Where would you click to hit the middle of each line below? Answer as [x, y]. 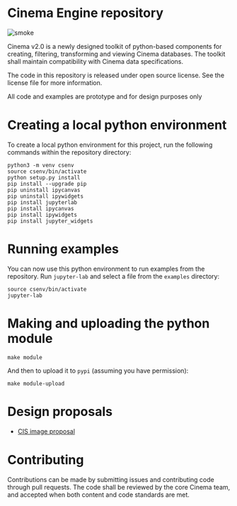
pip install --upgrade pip [47, 184]
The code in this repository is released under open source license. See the [116, 75]
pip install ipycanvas [41, 208]
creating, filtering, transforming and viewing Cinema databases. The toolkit [116, 54]
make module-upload [36, 383]
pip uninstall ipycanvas [44, 190]
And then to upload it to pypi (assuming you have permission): [98, 371]
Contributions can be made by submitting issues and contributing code [111, 479]
